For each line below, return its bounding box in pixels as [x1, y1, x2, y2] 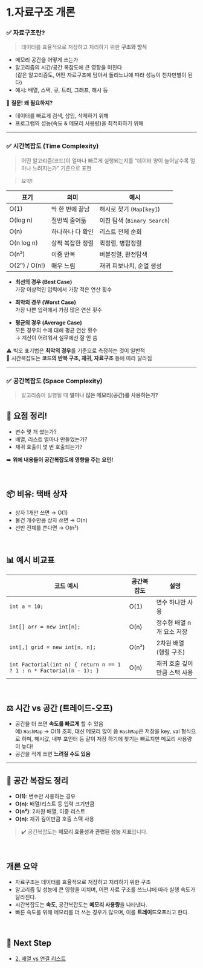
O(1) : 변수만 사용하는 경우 [14, 793, 76, 800]
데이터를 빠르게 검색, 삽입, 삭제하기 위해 [14, 112, 109, 120]
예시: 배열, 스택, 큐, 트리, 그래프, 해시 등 [14, 86, 108, 94]
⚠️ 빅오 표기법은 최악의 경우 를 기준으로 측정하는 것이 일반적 [6, 347, 146, 354]
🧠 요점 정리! [6, 411, 48, 421]
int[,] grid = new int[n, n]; [9, 644, 97, 650]
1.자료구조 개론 [6, 5, 76, 19]
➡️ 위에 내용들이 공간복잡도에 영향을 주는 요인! [6, 456, 114, 463]
